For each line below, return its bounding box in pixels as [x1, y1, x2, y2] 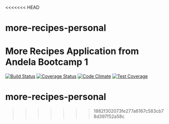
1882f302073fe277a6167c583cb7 [93, 108, 164, 114]
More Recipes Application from [5, 45, 139, 57]
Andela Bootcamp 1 [5, 56, 88, 68]
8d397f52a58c [93, 113, 125, 119]
